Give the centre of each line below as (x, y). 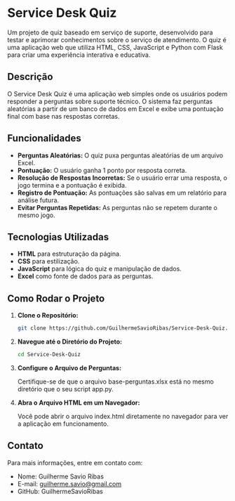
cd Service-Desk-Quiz (49, 355)
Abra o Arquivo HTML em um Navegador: (79, 403)
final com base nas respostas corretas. (63, 116)
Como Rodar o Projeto (56, 298)
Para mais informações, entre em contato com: (75, 462)
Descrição (30, 77)
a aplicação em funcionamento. (63, 424)
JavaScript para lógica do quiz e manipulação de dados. (100, 269)
